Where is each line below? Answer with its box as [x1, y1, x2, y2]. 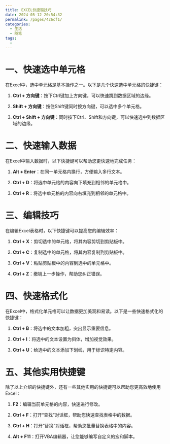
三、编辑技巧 [5, 210, 59, 221]
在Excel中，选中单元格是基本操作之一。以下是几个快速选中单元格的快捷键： [5, 82, 163, 88]
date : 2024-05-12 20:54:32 [5, 12, 62, 17]
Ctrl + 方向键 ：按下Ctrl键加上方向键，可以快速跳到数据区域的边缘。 [12, 92, 154, 98]
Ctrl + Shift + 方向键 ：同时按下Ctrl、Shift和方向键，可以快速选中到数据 [12, 114, 161, 120]
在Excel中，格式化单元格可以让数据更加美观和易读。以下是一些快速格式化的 [5, 308, 163, 314]
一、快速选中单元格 [5, 64, 86, 75]
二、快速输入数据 [5, 140, 77, 151]
